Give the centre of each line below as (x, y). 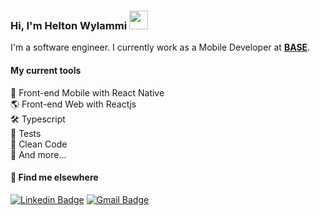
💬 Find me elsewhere (54, 177)
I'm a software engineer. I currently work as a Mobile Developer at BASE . (160, 47)
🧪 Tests (26, 133)
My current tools (46, 70)
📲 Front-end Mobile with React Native (87, 92)
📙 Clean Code (39, 144)
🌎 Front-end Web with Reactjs (73, 104)
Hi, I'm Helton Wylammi (69, 25)
